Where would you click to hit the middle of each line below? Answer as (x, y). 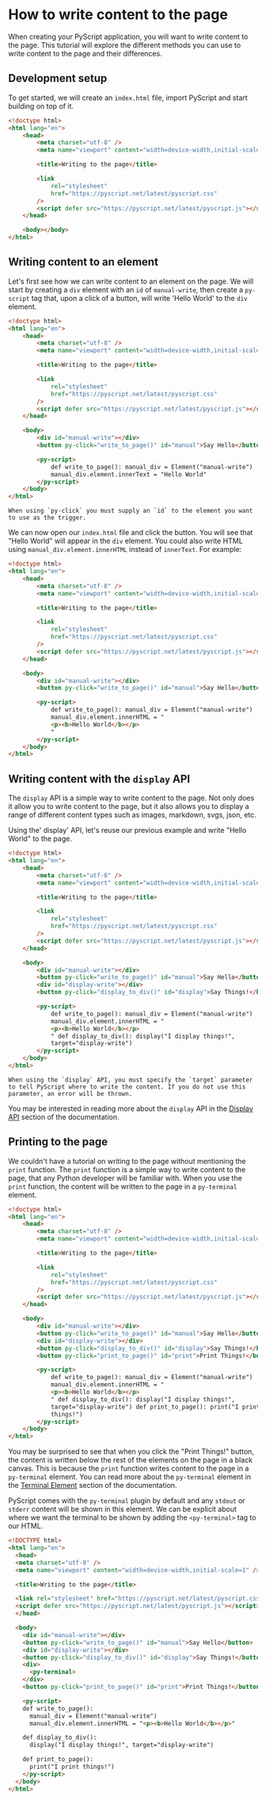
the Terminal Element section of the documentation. (93, 1486)
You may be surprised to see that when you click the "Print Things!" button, (131, 1451)
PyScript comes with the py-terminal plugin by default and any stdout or (127, 1501)
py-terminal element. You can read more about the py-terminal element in (130, 1477)
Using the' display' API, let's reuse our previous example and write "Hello (127, 831)
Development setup (58, 78)
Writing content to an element (83, 262)
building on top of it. (41, 106)
